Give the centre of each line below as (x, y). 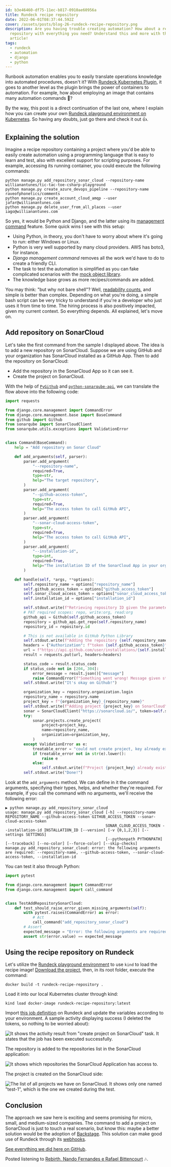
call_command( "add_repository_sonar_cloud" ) (80, 922)
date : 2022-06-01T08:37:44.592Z (39, 19)
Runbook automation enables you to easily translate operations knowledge (83, 76)
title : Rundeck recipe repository (42, 15)
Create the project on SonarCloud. (49, 376)
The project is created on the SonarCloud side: (54, 1074)
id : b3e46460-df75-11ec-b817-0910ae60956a (51, 10)
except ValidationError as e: (55, 744)
